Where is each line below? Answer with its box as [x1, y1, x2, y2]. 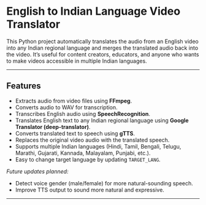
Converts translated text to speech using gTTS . [15, 130, 135, 137]
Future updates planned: [6, 168, 69, 175]
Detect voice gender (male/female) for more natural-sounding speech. [15, 179, 193, 187]
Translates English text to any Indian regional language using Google [15, 117, 189, 124]
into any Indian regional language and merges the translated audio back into [6, 44, 199, 52]
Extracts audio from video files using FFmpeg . [15, 97, 132, 104]
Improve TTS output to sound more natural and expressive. [15, 186, 164, 193]
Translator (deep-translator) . [15, 123, 91, 130]
